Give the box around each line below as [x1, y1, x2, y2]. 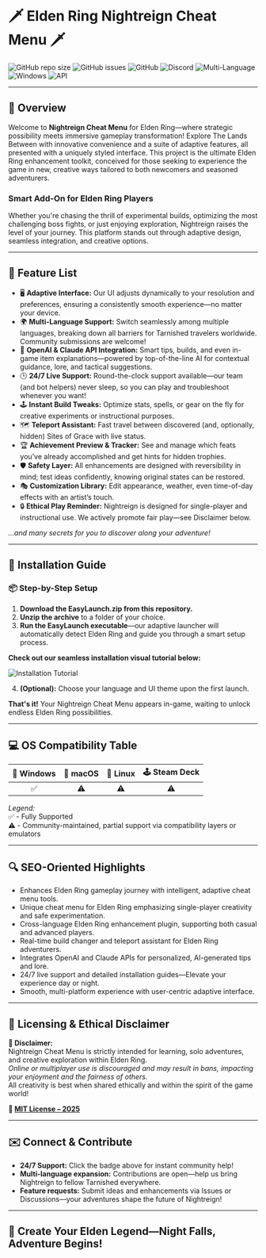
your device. [19, 308, 61, 317]
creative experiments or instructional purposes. [19, 411, 175, 420]
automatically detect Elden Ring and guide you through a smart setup [19, 629, 245, 639]
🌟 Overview [8, 102, 66, 115]
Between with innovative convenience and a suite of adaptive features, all [8, 139, 249, 148]
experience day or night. [19, 978, 101, 988]
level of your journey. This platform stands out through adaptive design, [8, 228, 241, 237]
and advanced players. [19, 928, 95, 938]
